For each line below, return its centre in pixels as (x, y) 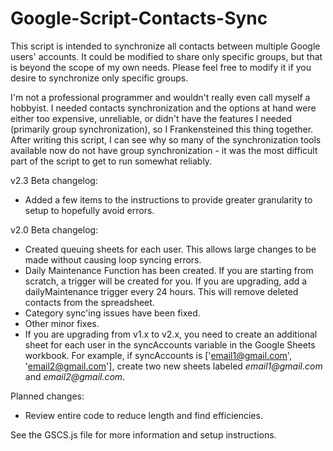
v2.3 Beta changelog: (54, 180)
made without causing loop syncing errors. (113, 259)
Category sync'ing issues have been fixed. (112, 313)
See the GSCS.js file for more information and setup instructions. (143, 434)
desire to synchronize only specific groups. (99, 78)
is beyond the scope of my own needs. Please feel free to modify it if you (161, 67)
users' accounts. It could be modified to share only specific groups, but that (166, 56)
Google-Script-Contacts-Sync (139, 18)
